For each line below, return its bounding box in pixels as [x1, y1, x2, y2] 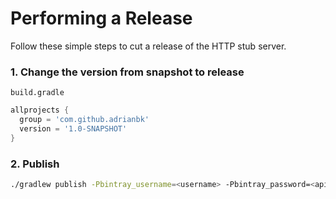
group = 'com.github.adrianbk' [19, 115, 150, 125]
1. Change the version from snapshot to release [10, 65, 245, 79]
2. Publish [10, 157, 60, 171]
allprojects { [10, 105, 70, 116]
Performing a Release [10, 7, 193, 30]
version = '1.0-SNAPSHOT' [19, 123, 128, 134]
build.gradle [10, 88, 65, 98]
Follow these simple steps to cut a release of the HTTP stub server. [10, 40, 287, 52]
